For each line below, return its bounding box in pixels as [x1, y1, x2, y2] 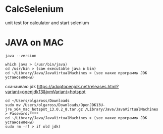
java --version [5, 53, 37, 58]
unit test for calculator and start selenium [5, 20, 89, 26]
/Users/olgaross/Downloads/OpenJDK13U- [23, 102, 106, 107]
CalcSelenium [5, 3, 64, 15]
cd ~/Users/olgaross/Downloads [5, 98, 70, 103]
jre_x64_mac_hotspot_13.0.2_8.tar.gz [5, 107, 83, 112]
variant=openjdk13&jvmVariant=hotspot [5, 89, 86, 95]
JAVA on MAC [5, 37, 64, 48]
